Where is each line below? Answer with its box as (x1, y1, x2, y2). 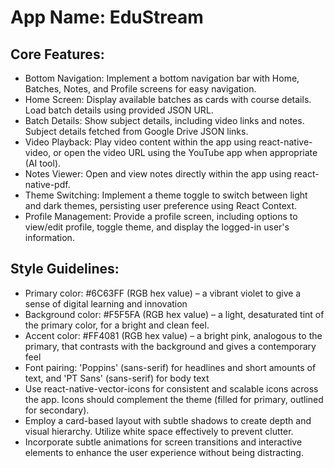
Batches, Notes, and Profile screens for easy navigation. (24, 83, 257, 95)
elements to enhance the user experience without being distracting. (24, 446, 304, 458)
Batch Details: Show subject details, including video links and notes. (24, 115, 305, 126)
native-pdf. (24, 179, 71, 190)
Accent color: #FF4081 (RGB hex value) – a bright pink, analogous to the (24, 329, 323, 341)
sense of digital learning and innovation (24, 297, 188, 310)
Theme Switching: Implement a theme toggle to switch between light (24, 189, 308, 201)
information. (24, 232, 75, 243)
